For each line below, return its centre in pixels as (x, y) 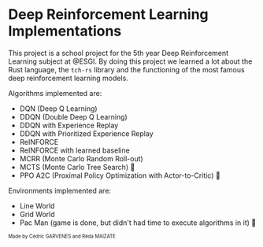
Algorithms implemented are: (55, 93)
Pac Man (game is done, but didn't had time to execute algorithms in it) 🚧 (138, 223)
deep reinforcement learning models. (68, 78)
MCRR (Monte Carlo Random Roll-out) (81, 158)
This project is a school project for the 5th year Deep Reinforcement (119, 53)
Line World (37, 205)
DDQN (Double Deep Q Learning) (73, 116)
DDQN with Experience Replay (69, 125)
